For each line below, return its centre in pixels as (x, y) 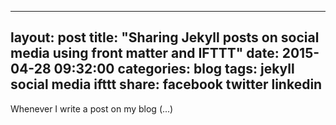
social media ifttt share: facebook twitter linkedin (166, 84)
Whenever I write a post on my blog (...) (92, 108)
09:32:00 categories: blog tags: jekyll (174, 69)
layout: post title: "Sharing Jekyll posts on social (165, 37)
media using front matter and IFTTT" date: (145, 53)
